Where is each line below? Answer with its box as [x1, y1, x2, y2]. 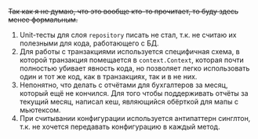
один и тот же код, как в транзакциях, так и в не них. [19, 72, 198, 81]
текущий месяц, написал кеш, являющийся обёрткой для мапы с [19, 97, 239, 106]
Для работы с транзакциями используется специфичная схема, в [19, 47, 241, 56]
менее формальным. [8, 15, 78, 24]
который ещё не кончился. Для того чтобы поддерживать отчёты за [19, 89, 249, 97]
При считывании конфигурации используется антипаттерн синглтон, [19, 114, 251, 123]
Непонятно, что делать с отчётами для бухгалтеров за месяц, [19, 80, 228, 90]
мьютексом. [19, 105, 61, 115]
